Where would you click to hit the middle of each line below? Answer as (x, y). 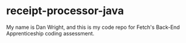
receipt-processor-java (65, 11)
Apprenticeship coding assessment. (50, 33)
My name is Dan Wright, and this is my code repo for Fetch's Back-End (93, 27)
